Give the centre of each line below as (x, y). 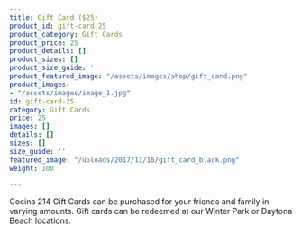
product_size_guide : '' (54, 68)
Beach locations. (41, 220)
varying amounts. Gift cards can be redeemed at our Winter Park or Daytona (151, 211)
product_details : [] (48, 51)
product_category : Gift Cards (66, 34)
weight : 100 (32, 168)
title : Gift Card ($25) (54, 18)
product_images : (40, 85)
